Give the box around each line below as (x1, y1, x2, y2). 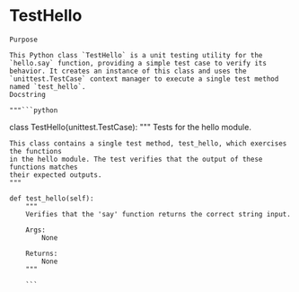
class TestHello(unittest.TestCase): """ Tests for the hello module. (9, 121, 251, 132)
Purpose (9, 35, 39, 44)
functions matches (9, 163, 78, 172)
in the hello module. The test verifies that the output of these (9, 155, 263, 164)
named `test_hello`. (9, 82, 87, 91)
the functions (9, 146, 63, 155)
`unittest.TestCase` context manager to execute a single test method (9, 74, 279, 84)
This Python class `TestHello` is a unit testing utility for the (9, 50, 263, 59)
